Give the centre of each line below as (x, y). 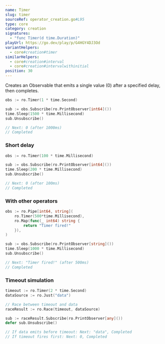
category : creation (26, 29)
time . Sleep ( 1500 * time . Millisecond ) (45, 114)
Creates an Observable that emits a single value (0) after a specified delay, (83, 85)
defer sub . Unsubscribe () (31, 323)
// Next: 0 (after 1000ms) (34, 128)
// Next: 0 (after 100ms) (32, 183)
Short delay (20, 145)
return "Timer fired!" (47, 225)
